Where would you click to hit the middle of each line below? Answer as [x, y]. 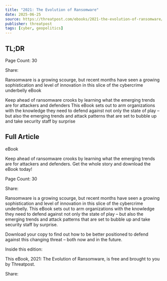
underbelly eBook [23, 90]
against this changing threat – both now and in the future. [64, 239]
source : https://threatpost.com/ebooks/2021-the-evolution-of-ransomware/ [84, 19]
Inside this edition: [24, 249]
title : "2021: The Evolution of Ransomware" [52, 10]
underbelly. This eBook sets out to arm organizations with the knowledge [80, 209]
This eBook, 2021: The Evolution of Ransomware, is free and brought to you [83, 259]
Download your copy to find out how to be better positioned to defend [77, 234]
